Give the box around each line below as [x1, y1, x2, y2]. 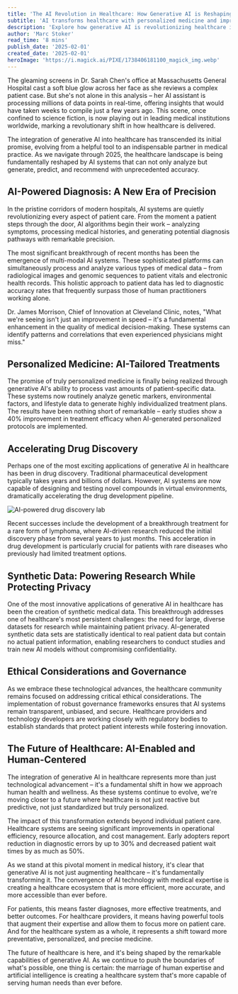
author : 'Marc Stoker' [7, 30, 74, 38]
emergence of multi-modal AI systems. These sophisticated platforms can [7, 256, 224, 265]
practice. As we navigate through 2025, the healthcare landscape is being [7, 150, 223, 158]
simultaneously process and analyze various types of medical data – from [7, 263, 222, 272]
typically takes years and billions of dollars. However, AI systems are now [7, 477, 222, 485]
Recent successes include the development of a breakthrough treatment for [7, 519, 229, 528]
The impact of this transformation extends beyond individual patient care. [7, 817, 222, 825]
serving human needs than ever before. [7, 978, 123, 987]
